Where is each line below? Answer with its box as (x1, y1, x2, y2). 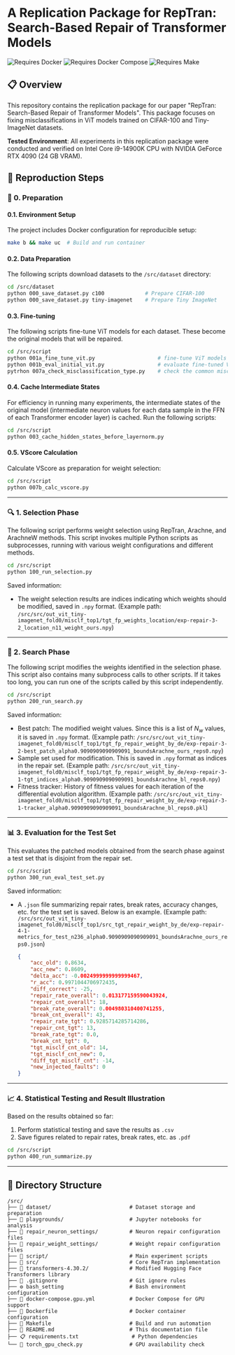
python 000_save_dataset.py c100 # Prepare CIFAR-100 (7, 290, 205, 297)
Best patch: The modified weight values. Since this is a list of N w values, (17, 724, 226, 734)
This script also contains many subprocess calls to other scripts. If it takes (7, 670, 221, 679)
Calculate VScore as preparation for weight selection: (7, 464, 162, 472)
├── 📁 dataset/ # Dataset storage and (7, 1204, 196, 1211)
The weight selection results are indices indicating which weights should (17, 595, 227, 603)
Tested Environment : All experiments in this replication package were (7, 136, 209, 145)
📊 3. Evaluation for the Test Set (7, 828, 117, 837)
